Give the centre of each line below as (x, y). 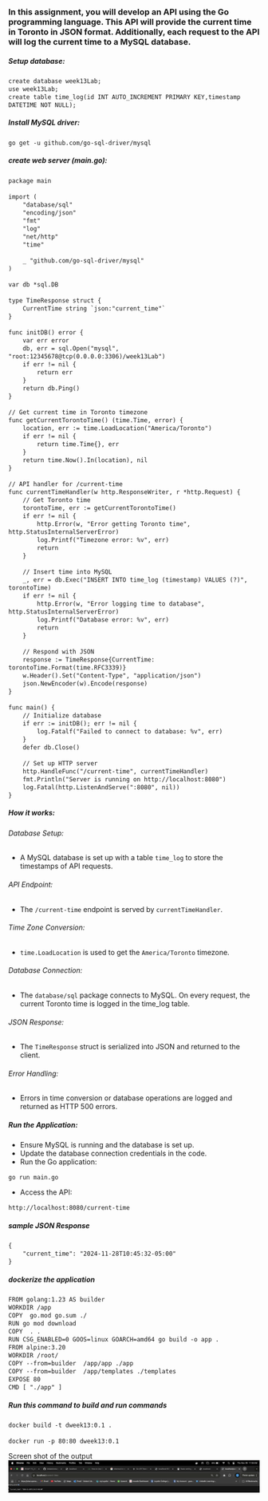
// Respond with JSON (58, 652)
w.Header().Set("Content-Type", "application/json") (112, 675)
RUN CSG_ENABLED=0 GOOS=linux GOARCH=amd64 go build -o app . (114, 1340)
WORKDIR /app (30, 1308)
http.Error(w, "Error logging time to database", (121, 604)
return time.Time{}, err (78, 444)
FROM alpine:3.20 (37, 1348)
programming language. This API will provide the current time (130, 22)
